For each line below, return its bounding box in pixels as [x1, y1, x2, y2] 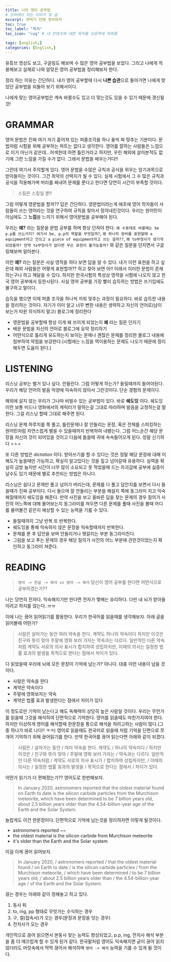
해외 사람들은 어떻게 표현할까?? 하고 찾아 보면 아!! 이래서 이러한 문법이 [14, 265, 154, 271]
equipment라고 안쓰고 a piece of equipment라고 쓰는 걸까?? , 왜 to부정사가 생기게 [5, 236, 164, 242]
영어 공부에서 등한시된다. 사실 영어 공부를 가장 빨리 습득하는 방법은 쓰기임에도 [10, 278, 165, 284]
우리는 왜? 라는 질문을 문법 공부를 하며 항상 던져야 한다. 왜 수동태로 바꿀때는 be [5, 224, 159, 230]
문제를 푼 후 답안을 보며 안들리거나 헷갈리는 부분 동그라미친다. [12, 530, 136, 536]
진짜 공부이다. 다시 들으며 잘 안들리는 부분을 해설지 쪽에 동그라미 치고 [18, 487, 157, 494]
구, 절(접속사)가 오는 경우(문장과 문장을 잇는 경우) [12, 914, 111, 921]
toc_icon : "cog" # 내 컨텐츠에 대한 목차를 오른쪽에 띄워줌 [5, 31, 117, 36]
